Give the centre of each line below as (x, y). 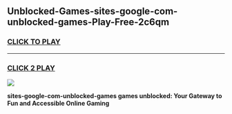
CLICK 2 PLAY (31, 68)
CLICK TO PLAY (34, 42)
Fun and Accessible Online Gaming (58, 103)
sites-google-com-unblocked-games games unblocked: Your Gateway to (115, 95)
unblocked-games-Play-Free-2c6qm (88, 22)
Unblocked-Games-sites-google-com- (93, 11)
